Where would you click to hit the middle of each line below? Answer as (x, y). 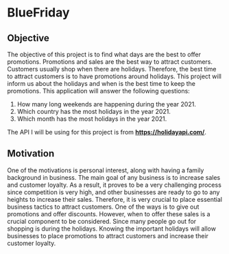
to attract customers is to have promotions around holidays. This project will (114, 76)
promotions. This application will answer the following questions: (98, 91)
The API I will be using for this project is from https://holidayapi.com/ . (107, 132)
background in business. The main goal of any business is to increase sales (114, 177)
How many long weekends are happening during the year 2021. (107, 104)
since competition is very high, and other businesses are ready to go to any (113, 192)
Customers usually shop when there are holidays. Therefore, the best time (112, 69)
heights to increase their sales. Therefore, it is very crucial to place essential (115, 199)
